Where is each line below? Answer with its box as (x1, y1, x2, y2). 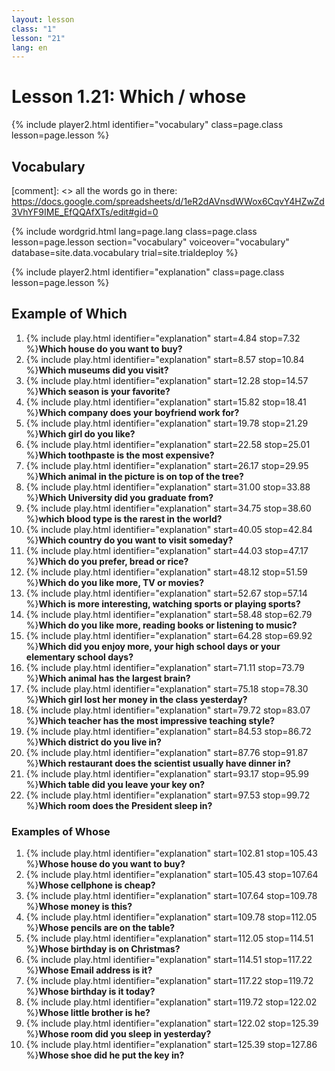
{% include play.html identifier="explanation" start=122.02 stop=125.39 (25, 1017, 319, 1030)
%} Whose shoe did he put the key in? (25, 1049, 185, 1061)
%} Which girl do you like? (25, 427, 136, 440)
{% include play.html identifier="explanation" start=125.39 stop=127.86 (25, 1039, 318, 1051)
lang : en (11, 42, 48, 53)
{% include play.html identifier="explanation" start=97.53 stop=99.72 (25, 789, 311, 801)
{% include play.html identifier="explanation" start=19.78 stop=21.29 (25, 417, 309, 429)
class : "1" (11, 24, 57, 34)
